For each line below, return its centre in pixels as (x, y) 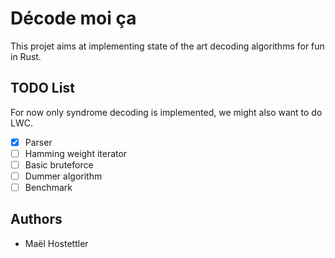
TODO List (42, 88)
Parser (38, 142)
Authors (36, 219)
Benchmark (48, 187)
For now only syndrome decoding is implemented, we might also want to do (166, 112)
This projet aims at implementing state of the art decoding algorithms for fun (167, 46)
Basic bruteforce (59, 164)
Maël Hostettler (56, 243)
